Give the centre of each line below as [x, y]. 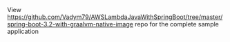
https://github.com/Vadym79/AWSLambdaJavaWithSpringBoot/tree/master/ [115, 17]
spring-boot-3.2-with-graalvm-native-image [70, 24]
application [23, 31]
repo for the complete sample [177, 24]
